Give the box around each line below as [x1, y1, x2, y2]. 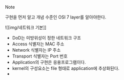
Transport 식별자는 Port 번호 [12, 53, 68, 59]
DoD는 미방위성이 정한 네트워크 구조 [12, 35, 82, 40]
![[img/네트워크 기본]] [5, 24, 46, 30]
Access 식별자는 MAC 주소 [12, 41, 64, 47]
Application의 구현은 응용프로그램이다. [12, 60, 86, 65]
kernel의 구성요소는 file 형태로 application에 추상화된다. [12, 65, 120, 71]
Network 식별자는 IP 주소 [12, 47, 61, 53]
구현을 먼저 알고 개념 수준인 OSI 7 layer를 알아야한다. [5, 14, 106, 20]
